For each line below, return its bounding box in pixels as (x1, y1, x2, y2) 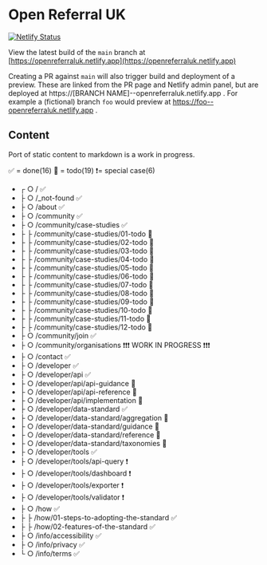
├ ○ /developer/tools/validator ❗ (19, 492, 125, 502)
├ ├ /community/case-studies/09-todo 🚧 (19, 297, 155, 306)
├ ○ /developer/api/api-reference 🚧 (19, 387, 138, 397)
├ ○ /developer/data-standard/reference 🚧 (19, 429, 161, 440)
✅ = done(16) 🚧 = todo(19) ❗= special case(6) (8, 165, 155, 175)
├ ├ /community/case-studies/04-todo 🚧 (19, 254, 155, 264)
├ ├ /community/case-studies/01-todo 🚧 (19, 229, 153, 239)
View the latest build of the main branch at (8, 47, 146, 57)
